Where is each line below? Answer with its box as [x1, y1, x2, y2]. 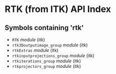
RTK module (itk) [12, 36, 46, 42]
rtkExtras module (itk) [12, 47, 59, 53]
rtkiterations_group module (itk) [12, 58, 81, 63]
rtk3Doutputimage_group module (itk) [12, 42, 88, 48]
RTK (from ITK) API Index [5, 3, 111, 15]
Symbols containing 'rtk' [5, 23, 84, 32]
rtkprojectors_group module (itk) [12, 63, 81, 69]
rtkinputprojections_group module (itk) [12, 52, 95, 58]
